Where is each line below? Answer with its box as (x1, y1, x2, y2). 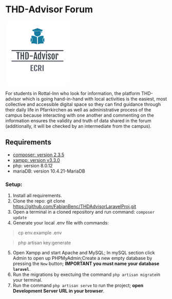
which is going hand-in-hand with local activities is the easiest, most (22, 96, 167, 102)
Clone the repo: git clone (12, 198, 65, 204)
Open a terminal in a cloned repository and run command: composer (12, 209, 155, 215)
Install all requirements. (12, 193, 63, 199)
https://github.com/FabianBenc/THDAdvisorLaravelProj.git (12, 203, 137, 210)
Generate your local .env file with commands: (12, 220, 109, 226)
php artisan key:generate (17, 240, 71, 246)
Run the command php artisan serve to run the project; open (12, 283, 144, 289)
